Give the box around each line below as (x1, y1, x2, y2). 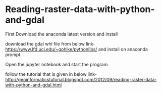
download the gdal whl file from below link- (5, 40, 95, 46)
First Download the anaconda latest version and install (5, 31, 118, 37)
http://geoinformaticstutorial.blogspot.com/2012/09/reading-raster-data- (5, 76, 157, 82)
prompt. (5, 52, 22, 58)
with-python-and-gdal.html (5, 82, 62, 88)
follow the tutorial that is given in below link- (5, 71, 97, 77)
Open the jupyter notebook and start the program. (5, 61, 110, 67)
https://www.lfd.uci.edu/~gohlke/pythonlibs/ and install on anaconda (5, 46, 148, 52)
